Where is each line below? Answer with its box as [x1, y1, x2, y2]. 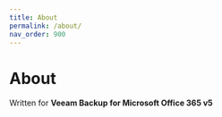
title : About [9, 13, 58, 22]
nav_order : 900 [9, 29, 66, 38]
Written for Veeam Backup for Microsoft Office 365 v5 [9, 97, 213, 108]
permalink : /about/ [9, 21, 82, 30]
